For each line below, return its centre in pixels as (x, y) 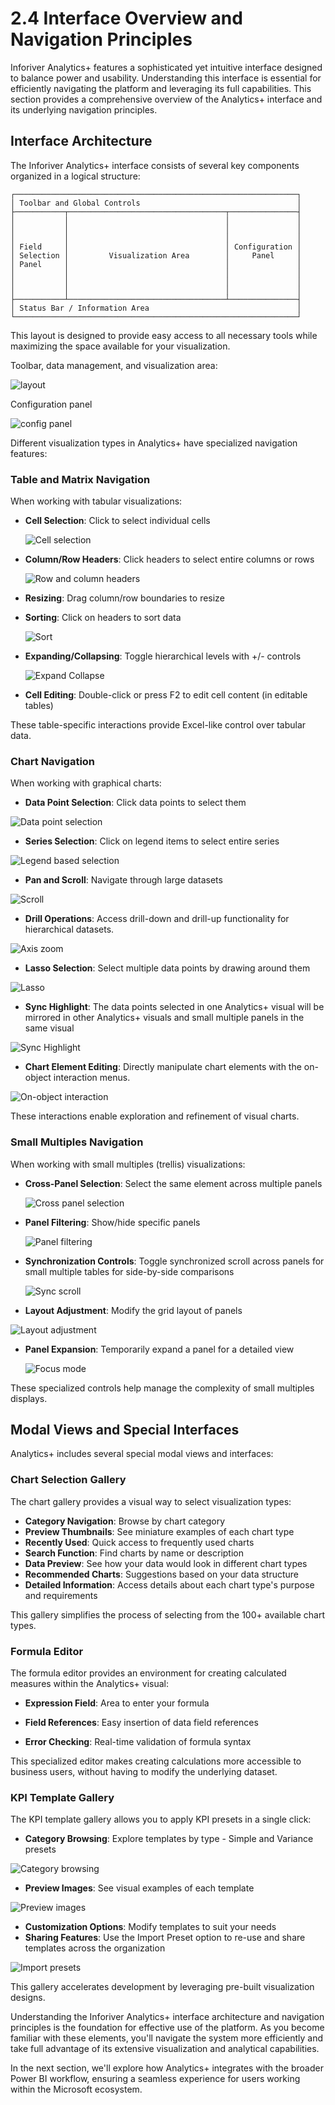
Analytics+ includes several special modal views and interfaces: (142, 1454)
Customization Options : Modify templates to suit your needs (150, 1927)
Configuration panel (51, 404)
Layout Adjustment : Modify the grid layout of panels (133, 1310)
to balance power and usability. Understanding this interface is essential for (166, 78)
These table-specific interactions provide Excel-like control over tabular (158, 725)
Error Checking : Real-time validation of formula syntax (138, 1742)
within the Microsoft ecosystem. (76, 2089)
